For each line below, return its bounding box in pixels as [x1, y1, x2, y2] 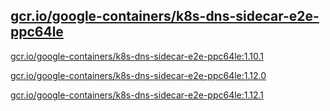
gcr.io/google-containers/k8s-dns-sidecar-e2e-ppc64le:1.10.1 [10, 50, 264, 62]
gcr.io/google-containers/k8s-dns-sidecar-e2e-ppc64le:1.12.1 [10, 89, 265, 101]
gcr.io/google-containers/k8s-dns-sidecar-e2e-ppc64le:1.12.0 [10, 69, 267, 81]
